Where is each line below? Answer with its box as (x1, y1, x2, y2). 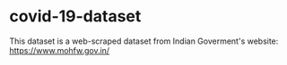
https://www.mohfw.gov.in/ (9, 45, 110, 55)
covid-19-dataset (9, 6, 142, 27)
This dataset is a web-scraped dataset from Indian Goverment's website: (9, 36, 279, 46)
